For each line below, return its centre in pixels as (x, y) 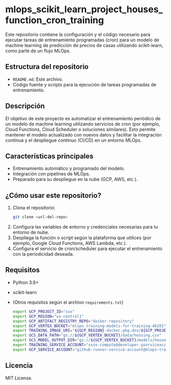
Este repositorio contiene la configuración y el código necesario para (78, 34)
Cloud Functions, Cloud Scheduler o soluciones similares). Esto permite (80, 129)
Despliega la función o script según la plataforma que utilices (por (82, 238)
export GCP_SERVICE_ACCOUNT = (44, 349)
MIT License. (19, 378)
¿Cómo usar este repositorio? (53, 195)
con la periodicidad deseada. (43, 254)
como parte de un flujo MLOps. (38, 51)
